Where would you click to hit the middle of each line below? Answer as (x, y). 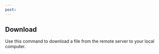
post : (11, 10)
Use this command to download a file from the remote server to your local (80, 41)
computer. (15, 47)
